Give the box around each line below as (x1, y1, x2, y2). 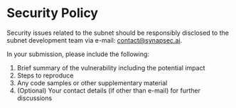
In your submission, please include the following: (6, 50, 150, 58)
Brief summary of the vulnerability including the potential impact (16, 63, 205, 72)
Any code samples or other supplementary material (16, 78, 168, 87)
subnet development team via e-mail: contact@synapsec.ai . (6, 36, 183, 44)
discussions (16, 94, 53, 102)
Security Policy (6, 5, 99, 21)
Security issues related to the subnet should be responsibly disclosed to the (6, 28, 229, 37)
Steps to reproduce (16, 71, 74, 80)
